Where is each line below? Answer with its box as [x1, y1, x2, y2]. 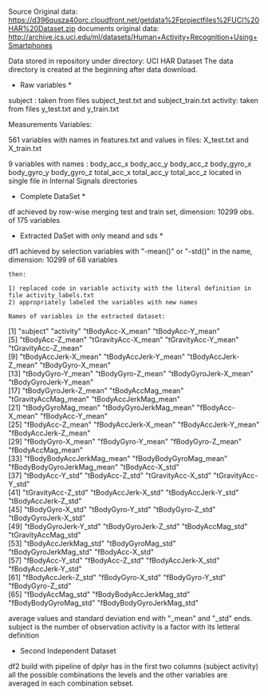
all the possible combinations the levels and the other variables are [8, 670, 228, 679]
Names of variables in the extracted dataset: [8, 312, 166, 320]
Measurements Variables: [8, 120, 93, 129]
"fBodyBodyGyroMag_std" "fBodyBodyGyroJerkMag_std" [8, 599, 199, 607]
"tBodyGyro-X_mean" [39, 360, 112, 370]
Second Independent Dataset [19, 646, 117, 655]
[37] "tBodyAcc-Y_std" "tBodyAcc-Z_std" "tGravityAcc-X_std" [8, 471, 212, 480]
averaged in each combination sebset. [8, 678, 134, 688]
